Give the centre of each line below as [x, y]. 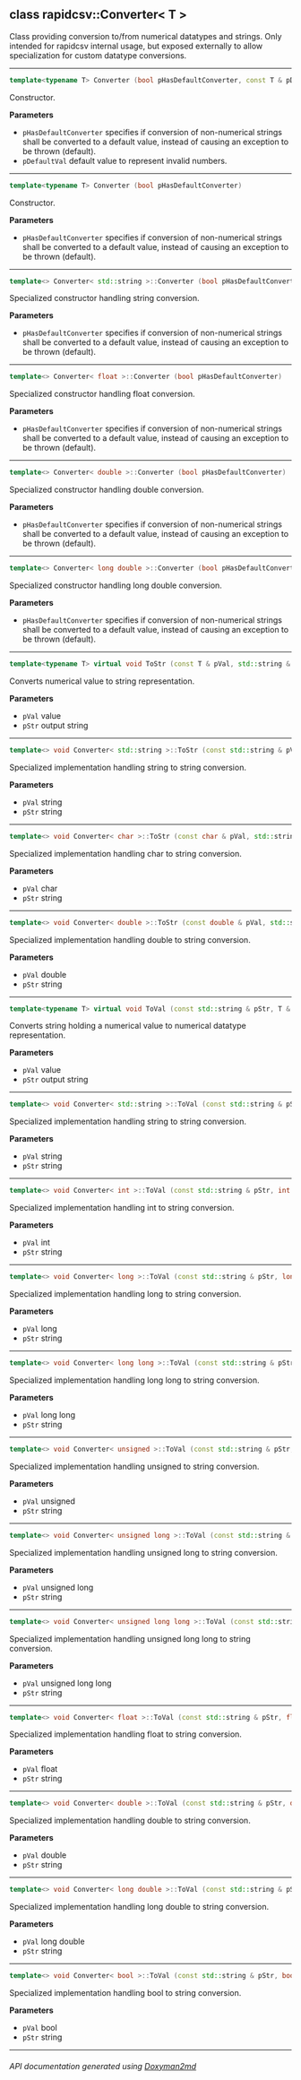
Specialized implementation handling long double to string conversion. [139, 1907]
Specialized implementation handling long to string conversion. [125, 1294]
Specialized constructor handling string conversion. [104, 298]
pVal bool [40, 2028]
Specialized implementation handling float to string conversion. [125, 1734]
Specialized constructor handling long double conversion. [116, 585]
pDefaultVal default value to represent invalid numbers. [125, 160]
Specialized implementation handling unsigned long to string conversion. [143, 1552]
